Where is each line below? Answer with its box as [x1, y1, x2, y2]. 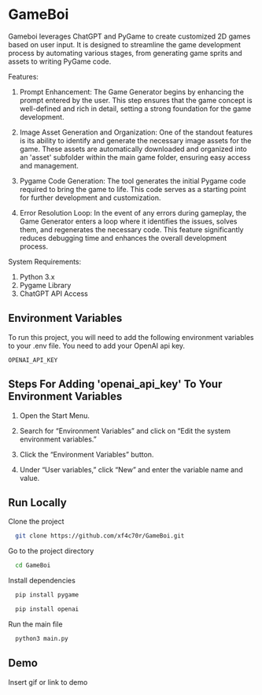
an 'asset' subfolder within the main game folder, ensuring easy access [19, 152, 251, 162]
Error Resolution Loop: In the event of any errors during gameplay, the [19, 208, 247, 217]
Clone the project [8, 517, 65, 527]
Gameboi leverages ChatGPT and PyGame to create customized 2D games [8, 31, 251, 41]
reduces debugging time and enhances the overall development [19, 233, 227, 242]
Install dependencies [8, 576, 76, 586]
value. [19, 473, 40, 482]
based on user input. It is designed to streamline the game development [8, 39, 242, 49]
